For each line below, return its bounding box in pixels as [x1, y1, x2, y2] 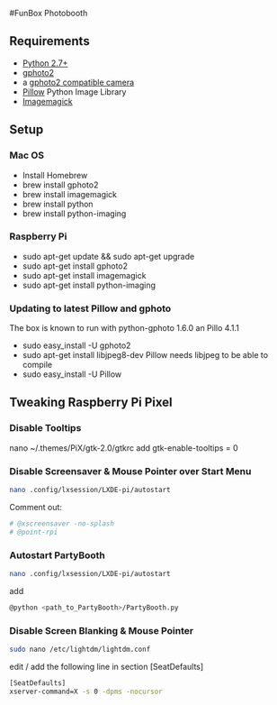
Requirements [9, 33, 90, 49]
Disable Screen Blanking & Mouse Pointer [9, 624, 194, 636]
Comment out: [9, 501, 63, 512]
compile [22, 360, 52, 371]
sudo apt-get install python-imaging [22, 279, 156, 290]
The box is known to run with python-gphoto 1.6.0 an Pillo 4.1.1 [9, 323, 240, 334]
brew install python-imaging [22, 207, 127, 219]
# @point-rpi [9, 527, 58, 536]
